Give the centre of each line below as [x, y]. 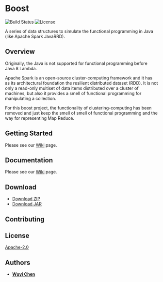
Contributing [25, 219]
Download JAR [27, 204]
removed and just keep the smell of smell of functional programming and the [81, 113]
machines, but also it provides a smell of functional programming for [73, 93]
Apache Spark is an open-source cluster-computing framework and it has [79, 78]
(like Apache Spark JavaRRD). [35, 36]
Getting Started [29, 133]
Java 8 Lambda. [21, 68]
